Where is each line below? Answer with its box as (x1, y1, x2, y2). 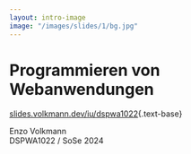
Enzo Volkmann (9, 126, 67, 137)
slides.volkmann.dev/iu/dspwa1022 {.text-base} (9, 108, 183, 119)
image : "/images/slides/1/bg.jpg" (9, 21, 139, 30)
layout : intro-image (9, 13, 87, 22)
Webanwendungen (9, 79, 154, 99)
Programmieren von (9, 60, 161, 81)
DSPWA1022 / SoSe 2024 (9, 135, 104, 146)
